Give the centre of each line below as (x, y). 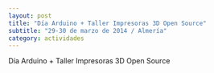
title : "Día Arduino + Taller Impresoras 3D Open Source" (107, 23)
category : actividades (46, 38)
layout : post (30, 16)
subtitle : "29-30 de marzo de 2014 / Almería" (88, 30)
